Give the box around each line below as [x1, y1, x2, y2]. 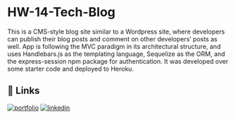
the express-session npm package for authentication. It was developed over [7, 57, 229, 65]
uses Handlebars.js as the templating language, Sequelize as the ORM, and [7, 50, 225, 58]
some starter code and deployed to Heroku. [7, 64, 134, 73]
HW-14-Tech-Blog [7, 4, 116, 20]
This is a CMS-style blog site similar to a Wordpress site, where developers [7, 27, 225, 36]
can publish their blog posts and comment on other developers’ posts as [7, 34, 218, 43]
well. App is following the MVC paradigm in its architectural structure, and [7, 42, 221, 50]
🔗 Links [7, 85, 40, 97]
